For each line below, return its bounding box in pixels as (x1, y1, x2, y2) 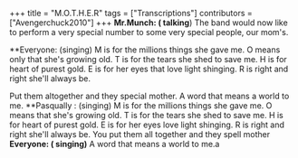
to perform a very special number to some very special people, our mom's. (9, 27, 289, 37)
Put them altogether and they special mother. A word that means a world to (9, 90, 290, 101)
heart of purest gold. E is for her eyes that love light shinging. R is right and (9, 63, 289, 74)
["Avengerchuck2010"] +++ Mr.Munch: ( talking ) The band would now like (9, 17, 288, 28)
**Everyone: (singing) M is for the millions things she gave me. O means (9, 44, 281, 55)
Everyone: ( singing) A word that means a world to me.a (9, 139, 220, 149)
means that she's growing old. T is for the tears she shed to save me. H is (9, 110, 284, 120)
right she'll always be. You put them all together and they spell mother (9, 129, 270, 139)
